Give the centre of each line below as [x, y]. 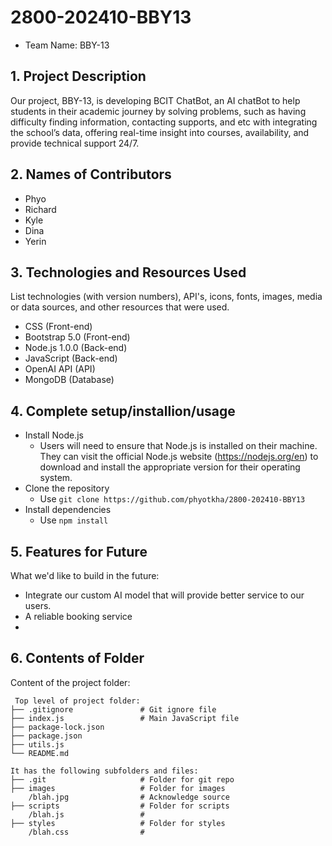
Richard [40, 209]
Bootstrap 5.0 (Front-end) [77, 337]
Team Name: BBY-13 [67, 45]
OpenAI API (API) [60, 369]
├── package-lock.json [57, 727]
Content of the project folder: [70, 682]
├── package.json [46, 736]
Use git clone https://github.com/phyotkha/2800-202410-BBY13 [172, 499]
